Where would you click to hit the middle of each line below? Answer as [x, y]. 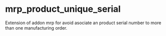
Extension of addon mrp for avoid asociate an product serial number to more [83, 23]
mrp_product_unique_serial [63, 9]
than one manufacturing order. [36, 28]
